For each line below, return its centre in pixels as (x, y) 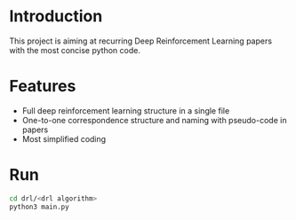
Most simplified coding (64, 138)
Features (43, 86)
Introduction (56, 16)
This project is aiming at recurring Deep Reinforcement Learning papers (141, 41)
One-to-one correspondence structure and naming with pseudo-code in (154, 120)
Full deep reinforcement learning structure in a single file (126, 110)
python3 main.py (39, 207)
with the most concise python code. (75, 50)
